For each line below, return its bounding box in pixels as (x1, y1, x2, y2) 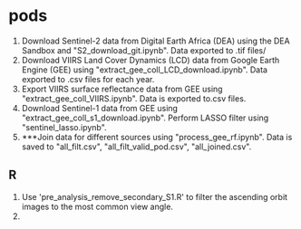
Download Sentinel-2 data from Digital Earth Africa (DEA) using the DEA (21, 35, 291, 46)
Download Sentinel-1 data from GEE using (21, 102, 179, 113)
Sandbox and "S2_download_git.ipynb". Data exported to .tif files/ (21, 44, 267, 55)
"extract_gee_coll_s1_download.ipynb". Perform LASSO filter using (21, 112, 269, 123)
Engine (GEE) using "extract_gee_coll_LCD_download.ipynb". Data (21, 64, 268, 75)
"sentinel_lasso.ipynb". (21, 121, 107, 132)
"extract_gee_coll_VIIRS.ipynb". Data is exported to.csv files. (21, 92, 247, 104)
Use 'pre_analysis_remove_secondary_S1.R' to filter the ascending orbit (21, 191, 287, 202)
